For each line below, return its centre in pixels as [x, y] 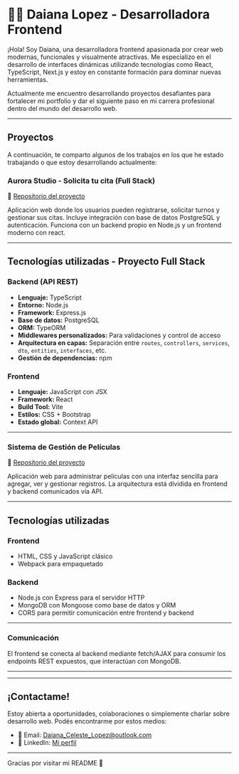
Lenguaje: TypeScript [49, 297]
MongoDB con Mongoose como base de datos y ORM [97, 605]
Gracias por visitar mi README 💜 [55, 763]
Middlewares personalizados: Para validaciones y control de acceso [119, 335]
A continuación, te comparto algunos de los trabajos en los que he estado [116, 154]
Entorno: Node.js [43, 304]
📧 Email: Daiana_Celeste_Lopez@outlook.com [85, 735]
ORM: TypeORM [42, 327]
